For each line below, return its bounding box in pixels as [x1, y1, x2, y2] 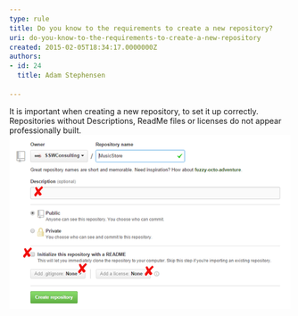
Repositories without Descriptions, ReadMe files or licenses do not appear [9, 115, 282, 126]
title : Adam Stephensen [17, 71, 105, 80]
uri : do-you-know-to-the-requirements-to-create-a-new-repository [9, 33, 261, 42]
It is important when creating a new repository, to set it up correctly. [9, 105, 259, 116]
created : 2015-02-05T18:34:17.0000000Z [9, 43, 158, 52]
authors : [9, 52, 42, 62]
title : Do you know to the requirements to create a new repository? [9, 23, 274, 33]
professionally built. [9, 125, 82, 136]
